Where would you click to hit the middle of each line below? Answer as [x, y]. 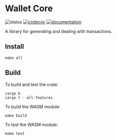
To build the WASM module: [33, 106]
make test [15, 133]
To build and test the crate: [32, 84]
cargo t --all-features [29, 98]
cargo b [13, 93]
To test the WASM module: [32, 124]
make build [16, 115]
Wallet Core [29, 9]
